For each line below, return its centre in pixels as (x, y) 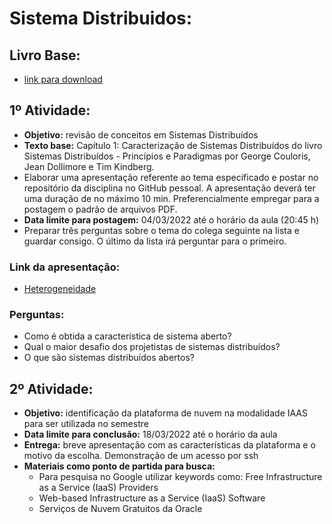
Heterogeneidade (60, 289)
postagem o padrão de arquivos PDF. (100, 209)
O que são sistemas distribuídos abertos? (109, 358)
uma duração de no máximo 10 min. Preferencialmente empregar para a (171, 198)
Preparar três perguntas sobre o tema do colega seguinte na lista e (161, 230)
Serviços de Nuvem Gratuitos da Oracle (120, 509)
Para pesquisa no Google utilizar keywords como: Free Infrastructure (180, 477)
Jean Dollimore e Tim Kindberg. (89, 166)
